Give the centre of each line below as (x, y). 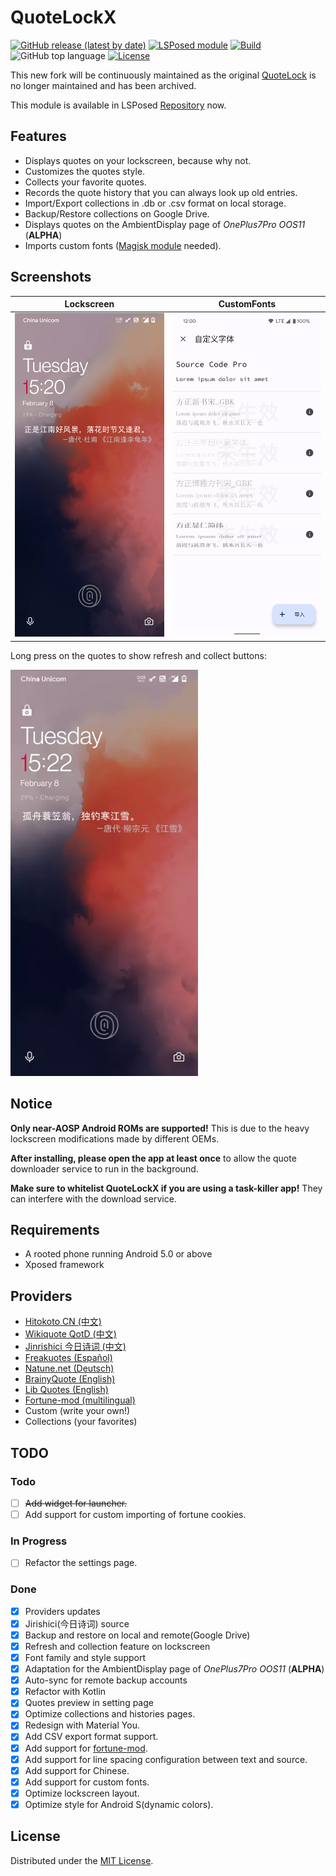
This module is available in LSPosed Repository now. (118, 105)
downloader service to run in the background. (104, 1168)
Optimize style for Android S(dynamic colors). (119, 1804)
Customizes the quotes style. (85, 171)
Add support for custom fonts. (87, 1782)
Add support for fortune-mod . (86, 1748)
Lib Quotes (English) (66, 1390)
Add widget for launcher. (76, 1503)
